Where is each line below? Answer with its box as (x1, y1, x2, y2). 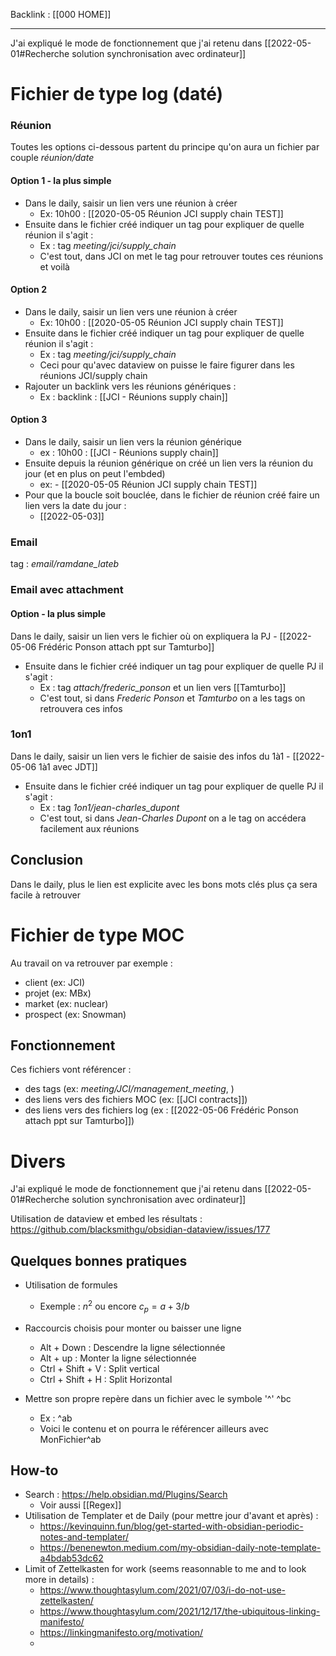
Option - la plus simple (10, 607, 107, 619)
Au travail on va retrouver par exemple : (10, 957, 173, 969)
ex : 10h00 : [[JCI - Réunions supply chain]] (39, 447, 219, 459)
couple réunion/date (10, 152, 95, 164)
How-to (10, 1462, 59, 1479)
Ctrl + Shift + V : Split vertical (39, 1362, 160, 1374)
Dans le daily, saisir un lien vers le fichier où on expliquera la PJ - (10, 630, 278, 642)
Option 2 (10, 284, 47, 296)
